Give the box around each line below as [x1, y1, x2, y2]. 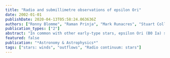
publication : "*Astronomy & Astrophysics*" [5, 40, 99, 45]
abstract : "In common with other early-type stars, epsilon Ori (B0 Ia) [5, 31, 162, 36]
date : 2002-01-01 [5, 12, 42, 17]
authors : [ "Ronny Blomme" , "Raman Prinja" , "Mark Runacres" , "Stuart [5, 21, 155, 27]
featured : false [5, 36, 39, 41]
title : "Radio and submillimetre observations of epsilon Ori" [5, 7, 142, 13]
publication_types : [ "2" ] [5, 26, 60, 31]
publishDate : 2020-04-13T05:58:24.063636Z [5, 17, 96, 22]
